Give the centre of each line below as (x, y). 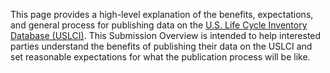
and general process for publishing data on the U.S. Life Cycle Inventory (159, 25)
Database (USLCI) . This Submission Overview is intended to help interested (166, 35)
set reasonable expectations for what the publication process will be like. (160, 57)
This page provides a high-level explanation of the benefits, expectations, (162, 14)
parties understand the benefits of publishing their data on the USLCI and (161, 46)
